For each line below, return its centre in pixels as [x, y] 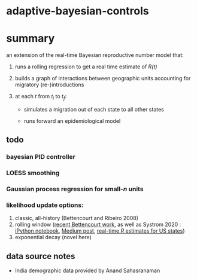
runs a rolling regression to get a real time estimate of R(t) [86, 67]
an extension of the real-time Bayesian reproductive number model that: [95, 55]
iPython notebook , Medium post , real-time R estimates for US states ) [100, 231]
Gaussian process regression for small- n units [75, 189]
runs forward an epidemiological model [72, 121]
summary [31, 39]
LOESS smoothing [33, 173]
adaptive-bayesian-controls [78, 11]
